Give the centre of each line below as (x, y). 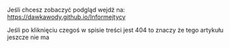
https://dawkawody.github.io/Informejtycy (66, 17)
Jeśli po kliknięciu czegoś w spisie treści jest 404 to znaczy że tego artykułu (115, 30)
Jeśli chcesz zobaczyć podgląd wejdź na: (66, 10)
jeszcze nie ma (28, 37)
